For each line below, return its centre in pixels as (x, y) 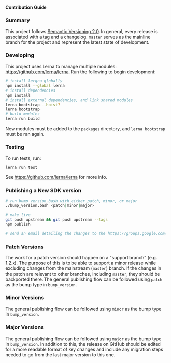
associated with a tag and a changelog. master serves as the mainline (78, 37)
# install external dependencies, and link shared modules (69, 100)
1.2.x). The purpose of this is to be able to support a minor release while (81, 263)
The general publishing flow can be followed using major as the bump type (83, 339)
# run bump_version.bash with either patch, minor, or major (72, 201)
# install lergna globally (34, 81)
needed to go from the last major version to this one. (60, 355)
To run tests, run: (23, 158)
